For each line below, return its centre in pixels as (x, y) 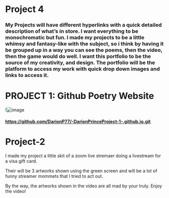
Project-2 (25, 141)
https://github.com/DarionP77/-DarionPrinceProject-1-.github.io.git (78, 121)
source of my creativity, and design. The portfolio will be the (80, 63)
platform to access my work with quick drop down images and (82, 69)
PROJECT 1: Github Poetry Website (80, 96)
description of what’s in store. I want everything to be (72, 31)
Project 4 (25, 9)
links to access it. (27, 75)
